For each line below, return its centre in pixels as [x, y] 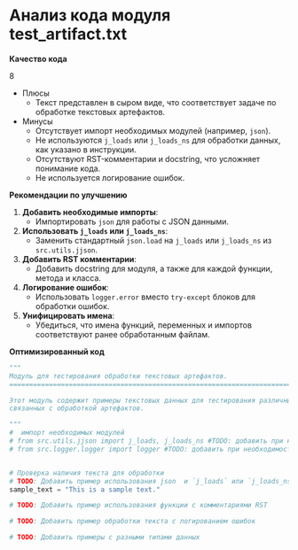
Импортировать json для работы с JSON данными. [132, 221]
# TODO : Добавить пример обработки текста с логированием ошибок [132, 522]
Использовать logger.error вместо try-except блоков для [145, 297]
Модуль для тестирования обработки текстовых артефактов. [118, 376]
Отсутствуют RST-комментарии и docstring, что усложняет [148, 159]
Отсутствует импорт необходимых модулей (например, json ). [153, 130]
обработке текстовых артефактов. [100, 112]
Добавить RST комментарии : [79, 259]
